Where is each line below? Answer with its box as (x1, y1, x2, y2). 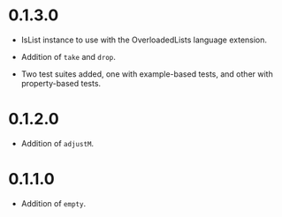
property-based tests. (20, 78, 102, 88)
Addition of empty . (20, 198, 86, 208)
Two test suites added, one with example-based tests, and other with (20, 68, 273, 79)
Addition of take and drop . (20, 51, 117, 62)
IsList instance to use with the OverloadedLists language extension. (20, 34, 267, 45)
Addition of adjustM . (20, 138, 95, 148)
